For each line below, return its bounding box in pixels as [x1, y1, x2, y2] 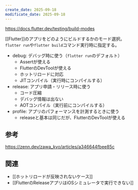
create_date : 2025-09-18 [5, 7, 57, 12]
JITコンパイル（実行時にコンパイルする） [19, 77, 105, 83]
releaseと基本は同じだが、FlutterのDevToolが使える [19, 115, 126, 121]
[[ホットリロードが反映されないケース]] [12, 174, 93, 180]
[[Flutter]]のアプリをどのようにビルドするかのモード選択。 [5, 36, 125, 42]
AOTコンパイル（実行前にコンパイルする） [19, 102, 108, 108]
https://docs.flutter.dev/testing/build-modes [5, 25, 95, 31]
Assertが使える [19, 59, 51, 64]
